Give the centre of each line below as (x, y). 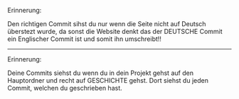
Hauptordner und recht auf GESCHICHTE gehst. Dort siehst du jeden (108, 80)
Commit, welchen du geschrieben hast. (65, 88)
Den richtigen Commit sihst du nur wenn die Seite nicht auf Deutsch (107, 24)
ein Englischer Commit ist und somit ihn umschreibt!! (85, 39)
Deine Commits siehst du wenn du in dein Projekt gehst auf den (101, 73)
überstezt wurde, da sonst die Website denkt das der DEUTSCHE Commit (115, 31)
